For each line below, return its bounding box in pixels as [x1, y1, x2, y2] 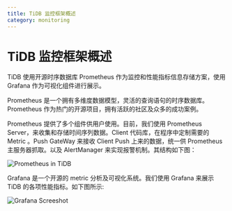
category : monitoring [7, 17, 70, 24]
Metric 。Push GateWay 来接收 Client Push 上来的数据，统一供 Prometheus [7, 137, 223, 146]
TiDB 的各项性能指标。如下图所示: [7, 183, 105, 191]
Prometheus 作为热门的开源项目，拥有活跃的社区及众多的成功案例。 [7, 105, 203, 113]
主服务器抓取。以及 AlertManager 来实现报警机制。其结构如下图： [7, 146, 196, 154]
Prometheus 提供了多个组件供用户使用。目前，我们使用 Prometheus [7, 119, 202, 128]
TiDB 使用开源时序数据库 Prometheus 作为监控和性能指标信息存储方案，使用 [7, 73, 226, 81]
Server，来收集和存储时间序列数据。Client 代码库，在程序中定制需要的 [7, 128, 210, 137]
